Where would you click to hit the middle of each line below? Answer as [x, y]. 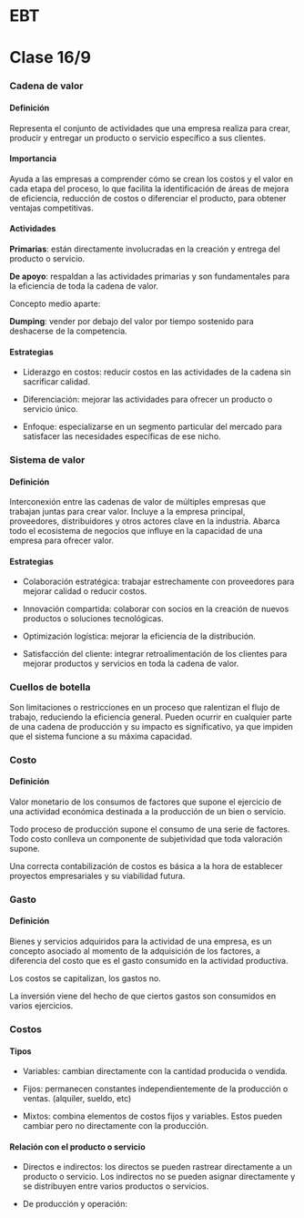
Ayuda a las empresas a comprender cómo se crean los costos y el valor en [152, 179]
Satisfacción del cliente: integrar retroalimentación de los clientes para [155, 654]
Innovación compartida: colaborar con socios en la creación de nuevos [156, 609]
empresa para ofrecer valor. [62, 541]
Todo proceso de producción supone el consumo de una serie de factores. [150, 829]
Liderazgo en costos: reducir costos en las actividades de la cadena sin [157, 372]
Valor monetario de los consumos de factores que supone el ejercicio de [146, 802]
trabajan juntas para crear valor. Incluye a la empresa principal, [127, 512]
